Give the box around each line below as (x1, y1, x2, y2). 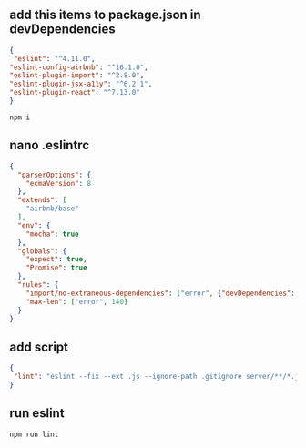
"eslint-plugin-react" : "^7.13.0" (9, 88, 141, 97)
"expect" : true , (25, 255, 88, 264)
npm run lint (9, 430, 59, 439)
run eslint (9, 405, 66, 422)
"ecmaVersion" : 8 (25, 178, 92, 188)
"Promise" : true (25, 263, 88, 272)
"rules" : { (17, 280, 59, 290)
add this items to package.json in (9, 7, 202, 23)
